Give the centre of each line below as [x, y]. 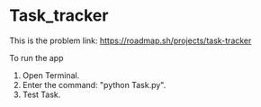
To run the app [36, 58]
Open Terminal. [51, 75]
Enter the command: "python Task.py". [94, 85]
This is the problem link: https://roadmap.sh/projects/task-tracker [130, 40]
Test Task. [41, 94]
